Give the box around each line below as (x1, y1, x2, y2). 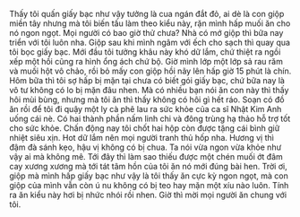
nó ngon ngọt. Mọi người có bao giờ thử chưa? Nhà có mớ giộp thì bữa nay (9, 28, 284, 38)
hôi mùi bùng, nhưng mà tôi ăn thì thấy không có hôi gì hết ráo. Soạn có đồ (9, 94, 285, 105)
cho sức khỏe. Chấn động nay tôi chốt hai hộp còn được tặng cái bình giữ (9, 123, 280, 134)
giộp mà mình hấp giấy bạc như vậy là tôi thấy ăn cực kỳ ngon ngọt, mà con (9, 170, 288, 181)
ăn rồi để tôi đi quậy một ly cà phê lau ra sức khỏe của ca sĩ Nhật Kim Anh (9, 104, 282, 114)
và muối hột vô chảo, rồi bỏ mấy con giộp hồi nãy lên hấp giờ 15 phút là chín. (9, 65, 292, 76)
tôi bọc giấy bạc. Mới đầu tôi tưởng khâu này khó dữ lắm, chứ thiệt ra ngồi (9, 47, 281, 57)
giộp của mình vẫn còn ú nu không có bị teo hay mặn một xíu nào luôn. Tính (9, 180, 289, 190)
